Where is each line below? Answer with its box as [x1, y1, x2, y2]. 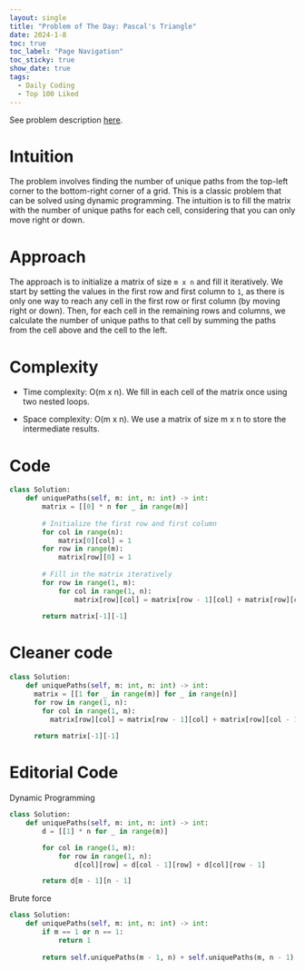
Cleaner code [9, 642, 113, 663]
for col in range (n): [42, 528, 124, 537]
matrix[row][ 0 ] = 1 [57, 553, 132, 562]
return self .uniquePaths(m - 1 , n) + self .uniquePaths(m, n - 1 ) [42, 953, 295, 962]
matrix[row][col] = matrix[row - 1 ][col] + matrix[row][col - [49, 715, 290, 724]
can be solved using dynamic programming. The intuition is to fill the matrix [9, 195, 291, 206]
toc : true [9, 38, 47, 48]
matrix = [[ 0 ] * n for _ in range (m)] [42, 502, 189, 511]
